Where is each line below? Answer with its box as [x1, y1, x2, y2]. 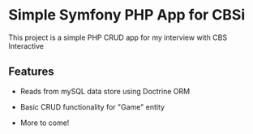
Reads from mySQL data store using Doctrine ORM [19, 86, 191, 96]
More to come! [19, 118, 70, 128]
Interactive [8, 41, 45, 50]
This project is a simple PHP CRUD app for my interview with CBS [8, 32, 228, 42]
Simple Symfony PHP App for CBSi [8, 6, 246, 24]
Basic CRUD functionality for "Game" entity [19, 102, 165, 111]
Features [8, 65, 54, 79]
